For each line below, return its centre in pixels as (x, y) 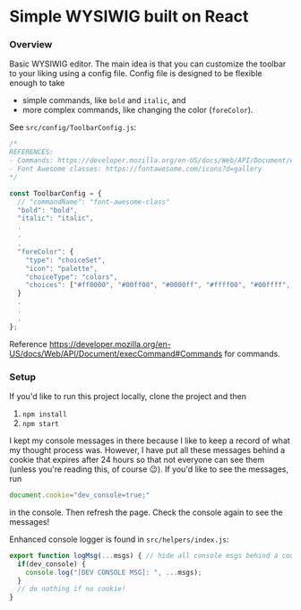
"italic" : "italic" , (56, 218)
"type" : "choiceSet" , (65, 260)
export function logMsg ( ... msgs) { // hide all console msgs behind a (144, 555)
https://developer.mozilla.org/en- (110, 344)
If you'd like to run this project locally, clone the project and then (128, 396)
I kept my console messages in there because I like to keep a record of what (150, 440)
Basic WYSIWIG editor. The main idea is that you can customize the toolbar (148, 64)
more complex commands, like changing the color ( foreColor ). (138, 110)
